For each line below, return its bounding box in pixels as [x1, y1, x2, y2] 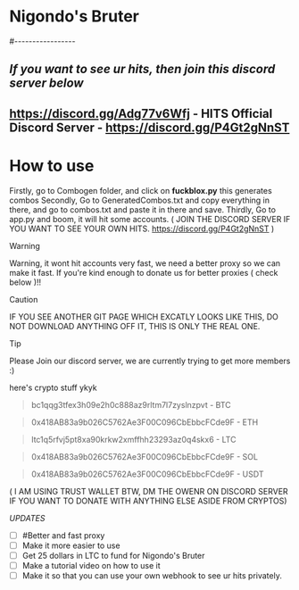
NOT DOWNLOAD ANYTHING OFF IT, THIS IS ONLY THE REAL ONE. [9, 320, 261, 331]
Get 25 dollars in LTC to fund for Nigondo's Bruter [21, 550, 205, 561]
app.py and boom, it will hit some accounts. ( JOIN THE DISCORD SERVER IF [9, 213, 291, 224]
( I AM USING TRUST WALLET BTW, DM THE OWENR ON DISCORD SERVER [9, 486, 288, 496]
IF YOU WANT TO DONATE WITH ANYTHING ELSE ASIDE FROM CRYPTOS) [9, 495, 287, 506]
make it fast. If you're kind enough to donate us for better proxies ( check [9, 267, 278, 278]
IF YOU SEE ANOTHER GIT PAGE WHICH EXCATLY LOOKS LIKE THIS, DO [9, 311, 279, 322]
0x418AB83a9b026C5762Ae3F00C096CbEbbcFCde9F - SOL [30, 451, 259, 461]
